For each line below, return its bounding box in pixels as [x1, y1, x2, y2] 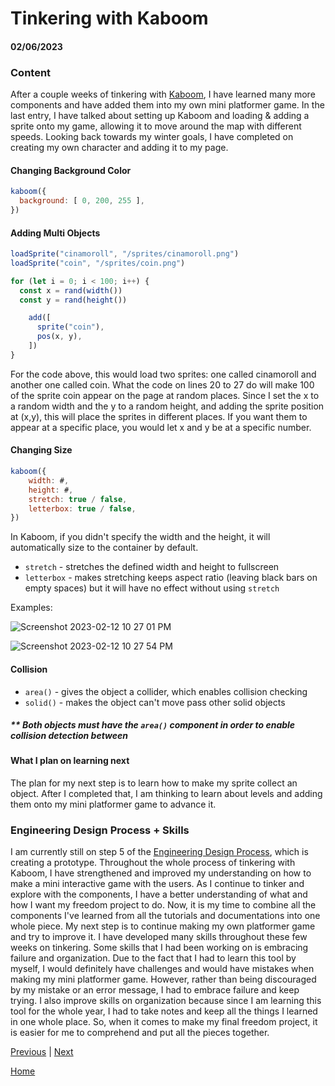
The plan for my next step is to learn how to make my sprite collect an [10, 777, 298, 789]
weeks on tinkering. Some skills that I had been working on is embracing [10, 942, 309, 954]
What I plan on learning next [10, 755, 130, 767]
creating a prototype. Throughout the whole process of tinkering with [10, 857, 296, 869]
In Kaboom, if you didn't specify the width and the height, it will [10, 531, 271, 543]
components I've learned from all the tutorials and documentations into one [10, 910, 321, 922]
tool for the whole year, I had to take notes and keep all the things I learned [10, 1005, 318, 1017]
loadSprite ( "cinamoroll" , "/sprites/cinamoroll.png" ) [10, 249, 240, 259]
